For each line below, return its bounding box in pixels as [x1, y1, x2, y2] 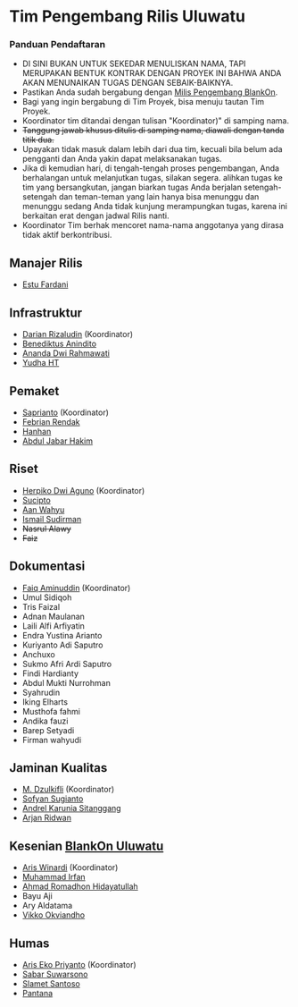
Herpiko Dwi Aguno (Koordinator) [21, 485, 145, 495]
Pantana [21, 987, 54, 998]
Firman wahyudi [21, 734, 82, 745]
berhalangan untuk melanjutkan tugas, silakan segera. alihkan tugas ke [21, 173, 284, 183]
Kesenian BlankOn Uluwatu [9, 838, 164, 853]
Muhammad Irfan [21, 872, 87, 883]
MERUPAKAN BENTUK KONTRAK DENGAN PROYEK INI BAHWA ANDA [21, 68, 282, 79]
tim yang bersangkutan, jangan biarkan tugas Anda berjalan [21, 182, 243, 193]
